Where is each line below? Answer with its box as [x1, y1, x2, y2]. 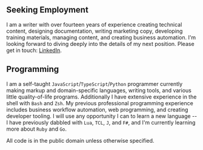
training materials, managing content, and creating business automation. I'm [6, 33, 196, 41]
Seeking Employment [6, 5, 89, 15]
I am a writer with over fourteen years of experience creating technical [6, 21, 182, 28]
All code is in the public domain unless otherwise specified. [6, 137, 155, 144]
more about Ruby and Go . [6, 125, 67, 132]
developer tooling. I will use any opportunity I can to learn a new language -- [6, 112, 198, 120]
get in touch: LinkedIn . [6, 47, 62, 54]
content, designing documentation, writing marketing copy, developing [6, 27, 183, 34]
